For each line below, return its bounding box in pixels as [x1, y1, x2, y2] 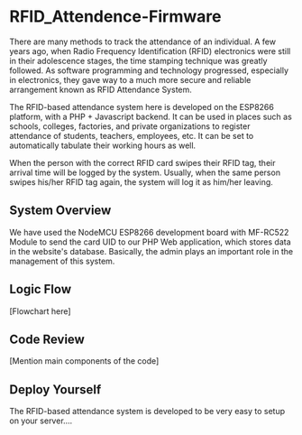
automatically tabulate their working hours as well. [9, 140, 197, 151]
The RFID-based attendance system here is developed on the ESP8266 [9, 101, 275, 112]
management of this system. [9, 255, 115, 266]
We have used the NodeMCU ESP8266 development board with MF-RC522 [9, 227, 289, 237]
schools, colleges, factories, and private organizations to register [9, 120, 251, 132]
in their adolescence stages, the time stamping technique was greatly [9, 55, 268, 66]
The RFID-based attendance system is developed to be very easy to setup [9, 406, 286, 417]
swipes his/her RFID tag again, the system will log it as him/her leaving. [9, 176, 273, 187]
